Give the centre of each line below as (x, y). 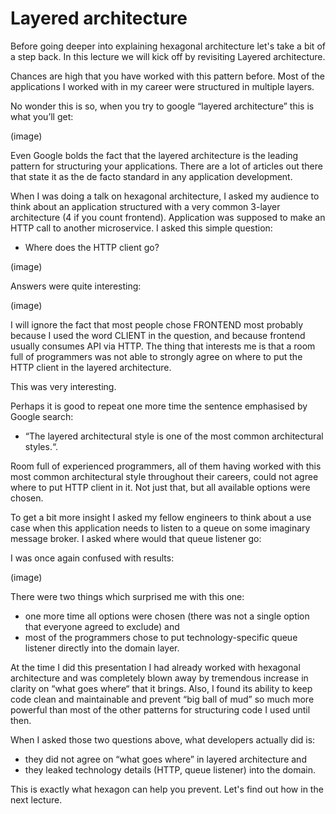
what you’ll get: (42, 116)
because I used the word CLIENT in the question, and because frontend (158, 335)
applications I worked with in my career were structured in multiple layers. (162, 86)
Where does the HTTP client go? (92, 247)
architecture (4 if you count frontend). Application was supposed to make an (168, 217)
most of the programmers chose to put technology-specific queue (161, 637)
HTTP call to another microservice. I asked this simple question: (141, 228)
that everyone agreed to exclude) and (102, 626)
